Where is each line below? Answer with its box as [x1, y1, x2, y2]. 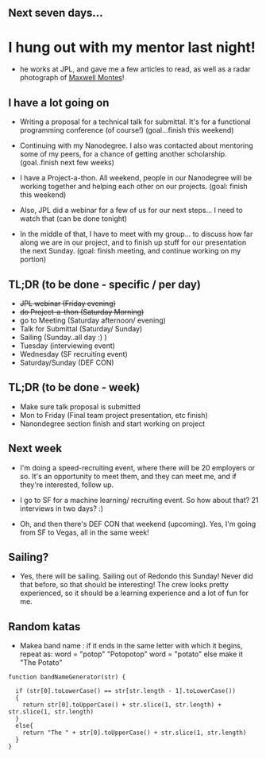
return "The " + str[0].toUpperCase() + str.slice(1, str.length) [22, 729, 247, 737]
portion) [19, 254, 46, 265]
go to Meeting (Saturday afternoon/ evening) [19, 315, 167, 325]
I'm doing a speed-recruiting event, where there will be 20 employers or [19, 462, 256, 472]
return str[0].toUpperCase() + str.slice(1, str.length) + [22, 701, 222, 710]
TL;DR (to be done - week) [8, 381, 141, 394]
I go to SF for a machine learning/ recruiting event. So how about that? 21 [19, 495, 260, 505]
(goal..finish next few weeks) [19, 158, 115, 168]
